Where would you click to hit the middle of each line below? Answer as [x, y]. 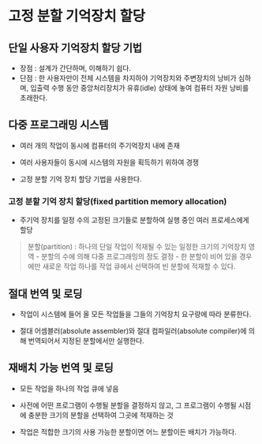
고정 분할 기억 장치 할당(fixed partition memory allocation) [118, 201]
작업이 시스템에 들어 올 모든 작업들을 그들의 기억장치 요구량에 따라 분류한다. [135, 314]
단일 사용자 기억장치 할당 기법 [75, 48]
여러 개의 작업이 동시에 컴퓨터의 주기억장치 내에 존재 [99, 145]
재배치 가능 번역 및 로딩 [61, 368]
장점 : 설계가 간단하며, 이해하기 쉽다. [75, 68]
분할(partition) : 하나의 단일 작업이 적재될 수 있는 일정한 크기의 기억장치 [137, 247]
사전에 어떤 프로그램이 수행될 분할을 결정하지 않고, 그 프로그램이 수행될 [128, 405]
